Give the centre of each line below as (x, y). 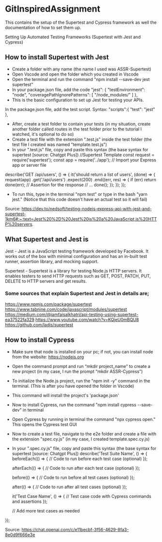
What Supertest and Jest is (47, 239)
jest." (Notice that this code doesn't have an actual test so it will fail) (80, 199)
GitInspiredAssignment (53, 9)
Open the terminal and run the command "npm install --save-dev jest (81, 79)
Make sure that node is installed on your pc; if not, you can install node (82, 351)
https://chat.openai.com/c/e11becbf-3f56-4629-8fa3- (75, 529)
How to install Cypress (40, 340)
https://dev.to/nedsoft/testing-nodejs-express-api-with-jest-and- (87, 208)
